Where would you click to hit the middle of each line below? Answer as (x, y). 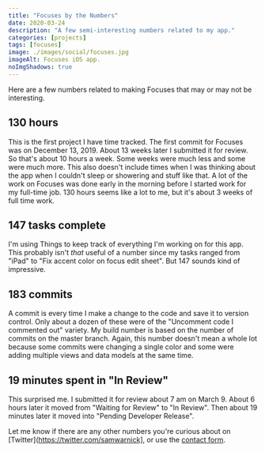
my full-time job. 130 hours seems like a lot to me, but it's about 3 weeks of (131, 192)
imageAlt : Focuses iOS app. (55, 60)
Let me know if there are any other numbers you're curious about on (119, 431)
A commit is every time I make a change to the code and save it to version (129, 314)
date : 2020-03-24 (37, 23)
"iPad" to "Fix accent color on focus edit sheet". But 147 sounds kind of (124, 261)
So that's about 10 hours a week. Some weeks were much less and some (127, 158)
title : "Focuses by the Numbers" (63, 15)
